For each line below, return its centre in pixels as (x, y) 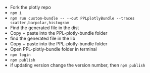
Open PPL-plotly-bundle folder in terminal (53, 49)
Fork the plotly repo (31, 7)
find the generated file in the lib (43, 38)
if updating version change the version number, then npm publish (78, 65)
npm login (20, 55)
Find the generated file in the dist (44, 28)
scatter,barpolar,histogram (39, 23)
